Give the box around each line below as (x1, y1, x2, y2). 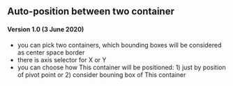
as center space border (17, 48, 85, 57)
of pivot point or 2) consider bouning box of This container (17, 70, 186, 79)
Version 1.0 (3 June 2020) (7, 24, 84, 34)
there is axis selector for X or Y (17, 55, 107, 64)
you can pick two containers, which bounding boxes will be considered (17, 41, 222, 49)
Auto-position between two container (7, 6, 174, 17)
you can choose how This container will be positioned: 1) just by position (17, 63, 226, 71)
